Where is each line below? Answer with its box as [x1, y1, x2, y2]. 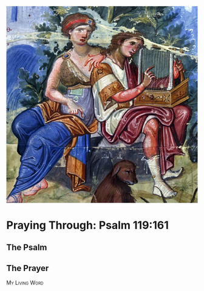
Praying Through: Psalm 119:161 [6, 218, 169, 232]
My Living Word [6, 279, 44, 287]
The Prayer [6, 263, 49, 273]
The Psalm [6, 242, 47, 253]
